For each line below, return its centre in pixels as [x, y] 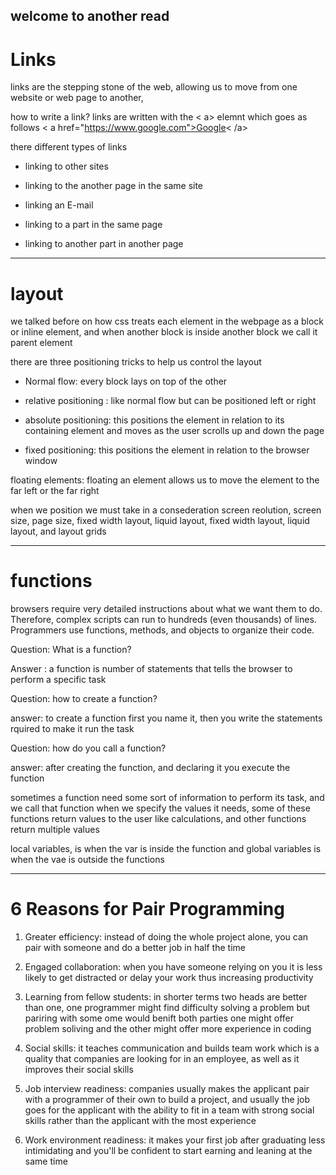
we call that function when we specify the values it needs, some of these [160, 808]
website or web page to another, [77, 98]
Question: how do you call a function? [88, 748]
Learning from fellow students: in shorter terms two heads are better [166, 997]
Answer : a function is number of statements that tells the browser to [151, 669]
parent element [41, 343]
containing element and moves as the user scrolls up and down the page [174, 431]
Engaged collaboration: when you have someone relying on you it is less [173, 967]
